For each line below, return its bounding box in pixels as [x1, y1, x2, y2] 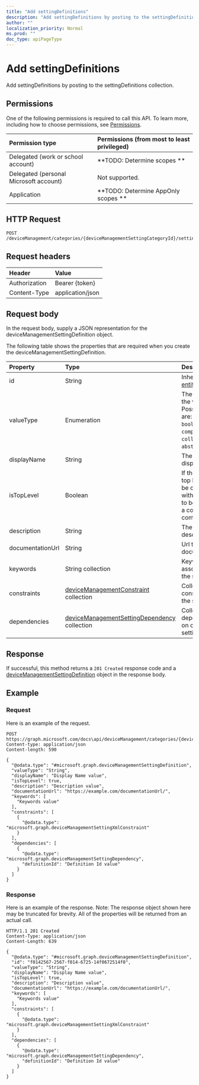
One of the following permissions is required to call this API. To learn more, [6, 114, 189, 122]
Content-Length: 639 [6, 938, 57, 944]
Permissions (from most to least [97, 135, 190, 143]
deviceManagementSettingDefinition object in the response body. [6, 671, 166, 678]
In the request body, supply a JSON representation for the [6, 325, 148, 332]
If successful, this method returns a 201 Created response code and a [6, 665, 176, 672]
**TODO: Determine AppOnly [97, 187, 180, 195]
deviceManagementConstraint [65, 586, 150, 594]
